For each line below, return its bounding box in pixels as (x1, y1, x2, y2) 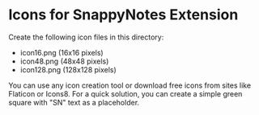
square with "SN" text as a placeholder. (8, 97, 140, 107)
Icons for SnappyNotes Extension (8, 6, 239, 24)
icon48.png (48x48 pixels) (19, 56, 109, 66)
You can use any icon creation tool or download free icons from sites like (8, 80, 252, 90)
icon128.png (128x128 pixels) (19, 64, 117, 74)
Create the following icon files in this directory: (8, 32, 164, 42)
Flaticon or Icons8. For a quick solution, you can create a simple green (8, 88, 243, 98)
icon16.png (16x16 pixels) (19, 47, 104, 57)
